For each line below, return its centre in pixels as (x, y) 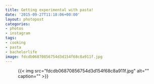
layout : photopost (24, 19)
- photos (14, 29)
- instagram (18, 33)
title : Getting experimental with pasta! (49, 10)
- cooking (16, 43)
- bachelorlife (21, 52)
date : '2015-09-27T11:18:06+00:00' (43, 15)
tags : (11, 38)
